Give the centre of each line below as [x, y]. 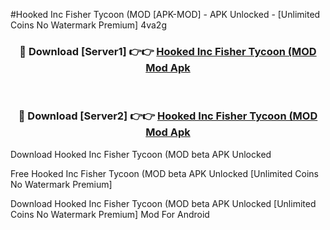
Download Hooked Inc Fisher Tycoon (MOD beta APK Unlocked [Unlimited [163, 203]
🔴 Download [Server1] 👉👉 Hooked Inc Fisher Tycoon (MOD [168, 51]
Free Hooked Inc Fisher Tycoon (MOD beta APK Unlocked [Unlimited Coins [164, 173]
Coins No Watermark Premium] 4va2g [88, 25]
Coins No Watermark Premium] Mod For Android [110, 214]
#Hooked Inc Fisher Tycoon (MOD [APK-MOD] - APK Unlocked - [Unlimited [165, 14]
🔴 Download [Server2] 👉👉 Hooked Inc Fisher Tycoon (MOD [168, 116]
